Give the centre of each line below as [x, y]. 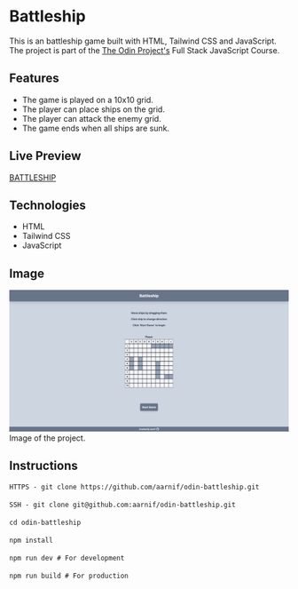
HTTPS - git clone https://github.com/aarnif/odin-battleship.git [134, 487]
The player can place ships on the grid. [94, 109]
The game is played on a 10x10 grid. [87, 99]
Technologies [48, 205]
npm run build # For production [69, 576]
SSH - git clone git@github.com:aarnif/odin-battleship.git [123, 505]
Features [34, 79]
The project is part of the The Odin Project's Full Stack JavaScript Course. [145, 50]
